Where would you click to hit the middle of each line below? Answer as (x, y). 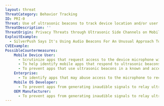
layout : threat (20, 10)
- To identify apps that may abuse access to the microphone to (85, 78)
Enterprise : (26, 73)
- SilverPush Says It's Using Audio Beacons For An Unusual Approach (82, 42)
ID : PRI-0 (15, 19)
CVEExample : (17, 46)
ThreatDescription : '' (28, 28)
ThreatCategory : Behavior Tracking (41, 14)
